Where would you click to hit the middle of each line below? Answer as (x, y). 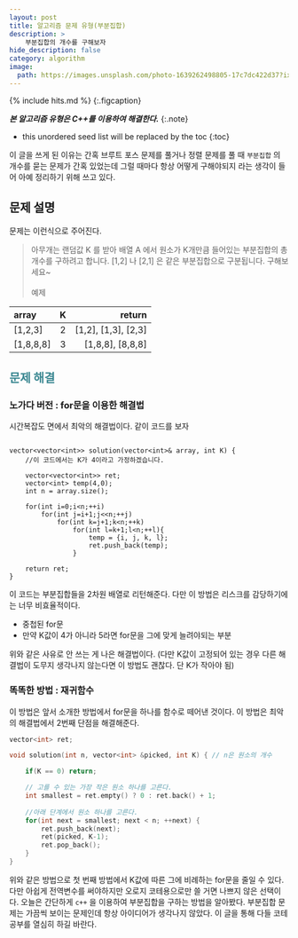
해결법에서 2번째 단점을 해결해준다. (79, 722)
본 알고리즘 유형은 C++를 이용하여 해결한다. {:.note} (99, 118)
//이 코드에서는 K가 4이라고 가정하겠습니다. (95, 461)
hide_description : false (55, 51)
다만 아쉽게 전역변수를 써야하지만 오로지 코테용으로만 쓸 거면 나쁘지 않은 (133, 891)
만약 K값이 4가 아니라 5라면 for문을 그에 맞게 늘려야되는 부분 (127, 635)
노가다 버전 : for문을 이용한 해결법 (77, 405)
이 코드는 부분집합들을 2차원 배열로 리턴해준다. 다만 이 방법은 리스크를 (130, 595)
